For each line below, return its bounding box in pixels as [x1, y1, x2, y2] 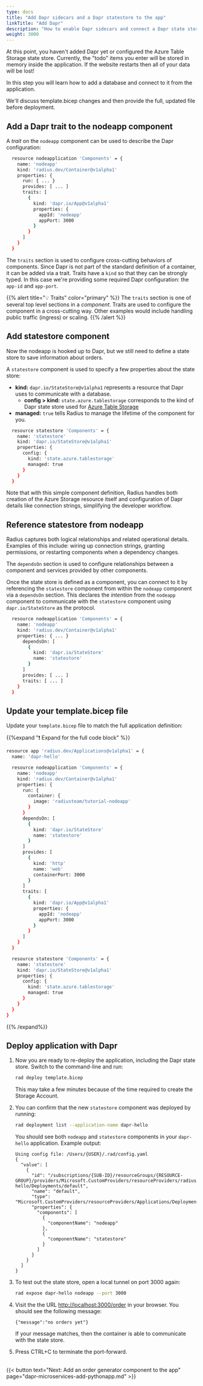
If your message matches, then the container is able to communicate [14, 1330, 186, 1337]
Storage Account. [14, 1092, 59, 1099]
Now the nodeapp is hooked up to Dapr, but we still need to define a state [6, 347, 190, 354]
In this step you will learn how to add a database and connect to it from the [6, 79, 193, 87]
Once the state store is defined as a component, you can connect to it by [6, 579, 188, 586]
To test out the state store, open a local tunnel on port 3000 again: [14, 1279, 181, 1286]
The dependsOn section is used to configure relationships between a [6, 560, 174, 568]
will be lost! [6, 67, 35, 75]
